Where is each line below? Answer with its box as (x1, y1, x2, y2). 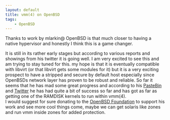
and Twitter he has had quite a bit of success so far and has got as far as (5, 88, 157, 94)
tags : (5, 17, 17, 22)
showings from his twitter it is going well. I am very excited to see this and (5, 56, 159, 62)
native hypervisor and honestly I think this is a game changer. (5, 41, 133, 47)
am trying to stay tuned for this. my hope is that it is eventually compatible (5, 61, 159, 67)
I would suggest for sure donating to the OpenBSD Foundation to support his (5, 99, 165, 105)
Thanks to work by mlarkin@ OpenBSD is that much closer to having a (5, 35, 152, 41)
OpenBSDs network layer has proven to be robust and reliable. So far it (5, 77, 153, 83)
